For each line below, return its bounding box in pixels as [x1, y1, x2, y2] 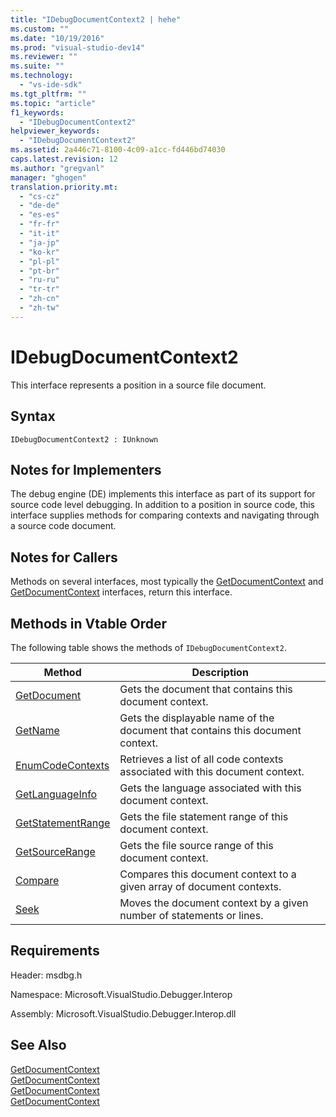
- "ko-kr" [19, 247, 60, 257]
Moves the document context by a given [119, 896, 309, 910]
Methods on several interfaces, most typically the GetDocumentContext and [10, 576, 324, 588]
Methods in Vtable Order [10, 615, 168, 632]
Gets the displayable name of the [119, 711, 275, 725]
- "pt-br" [19, 266, 60, 276]
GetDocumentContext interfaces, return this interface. [10, 586, 233, 598]
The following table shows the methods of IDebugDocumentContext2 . [10, 641, 287, 653]
